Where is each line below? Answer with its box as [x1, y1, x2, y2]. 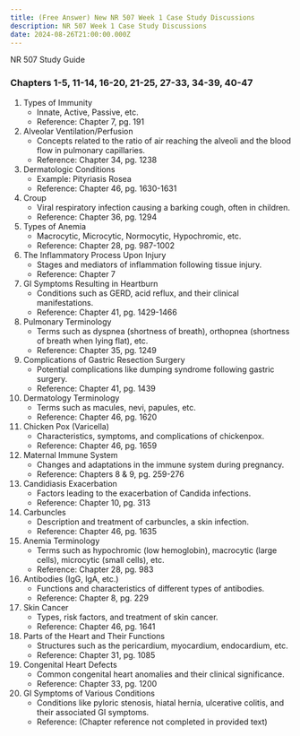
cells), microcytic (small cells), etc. [36, 554, 165, 565]
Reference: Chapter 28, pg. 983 [36, 564, 154, 575]
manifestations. [36, 297, 94, 307]
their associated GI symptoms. [36, 706, 150, 717]
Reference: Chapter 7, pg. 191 [36, 116, 145, 126]
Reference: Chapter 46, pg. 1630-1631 [36, 183, 177, 194]
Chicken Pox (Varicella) [22, 420, 110, 431]
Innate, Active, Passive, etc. [36, 107, 140, 117]
